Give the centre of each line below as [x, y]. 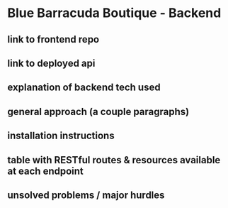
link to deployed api [51, 63]
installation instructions [61, 136]
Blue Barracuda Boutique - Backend [114, 13]
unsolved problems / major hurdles [86, 195]
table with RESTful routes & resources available [114, 160]
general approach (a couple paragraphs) [98, 111]
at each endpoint [45, 171]
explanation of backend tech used [84, 88]
